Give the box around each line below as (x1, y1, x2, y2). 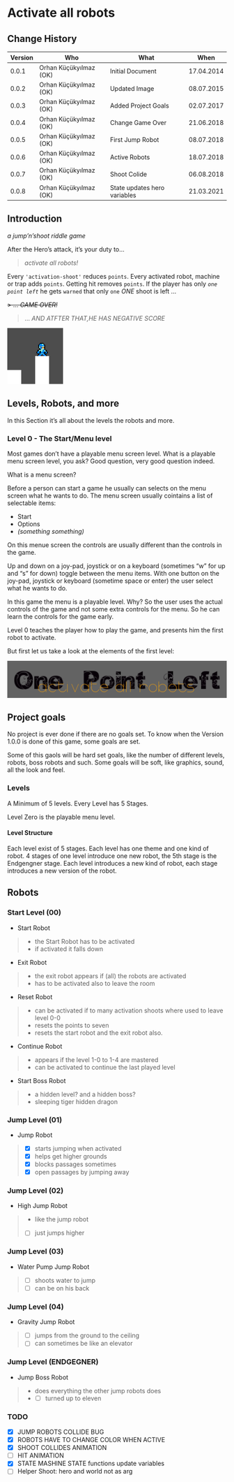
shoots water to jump (34, 1276, 96, 1284)
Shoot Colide (110, 170, 148, 178)
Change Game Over (110, 119, 167, 126)
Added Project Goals (110, 101, 169, 110)
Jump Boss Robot (17, 1373, 68, 1381)
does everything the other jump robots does (34, 1386, 162, 1395)
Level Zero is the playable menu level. (7, 813, 116, 821)
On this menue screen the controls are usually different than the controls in (7, 540, 222, 549)
